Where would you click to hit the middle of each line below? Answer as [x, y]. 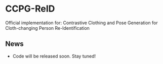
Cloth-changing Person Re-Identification [48, 28]
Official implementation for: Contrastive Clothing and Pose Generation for [81, 23]
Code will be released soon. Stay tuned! [54, 56]
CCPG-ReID [30, 9]
